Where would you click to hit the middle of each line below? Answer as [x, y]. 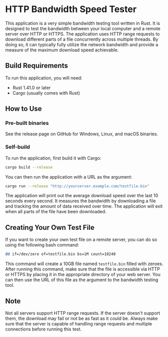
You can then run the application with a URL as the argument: [69, 177]
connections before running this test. [44, 329]
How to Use [24, 109]
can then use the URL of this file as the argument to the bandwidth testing [82, 280]
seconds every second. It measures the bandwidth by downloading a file [80, 201]
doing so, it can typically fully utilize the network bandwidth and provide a [82, 44]
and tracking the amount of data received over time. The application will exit [84, 206]
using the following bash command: [42, 245]
